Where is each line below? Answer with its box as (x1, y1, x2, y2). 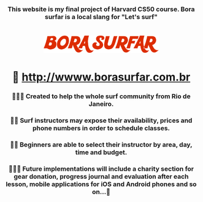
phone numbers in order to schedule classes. (32, 124, 170, 133)
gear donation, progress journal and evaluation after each (13, 173, 190, 181)
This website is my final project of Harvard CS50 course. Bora (7, 5, 196, 14)
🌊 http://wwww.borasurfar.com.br (12, 70, 191, 84)
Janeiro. (88, 100, 114, 109)
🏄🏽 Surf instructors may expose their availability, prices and (10, 116, 193, 125)
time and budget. (75, 148, 128, 157)
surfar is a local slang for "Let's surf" (45, 12, 158, 21)
